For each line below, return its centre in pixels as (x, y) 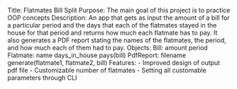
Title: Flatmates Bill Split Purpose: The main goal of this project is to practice (119, 10)
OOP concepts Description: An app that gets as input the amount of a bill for (118, 18)
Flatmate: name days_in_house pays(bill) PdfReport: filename (97, 55)
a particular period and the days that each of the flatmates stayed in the (112, 25)
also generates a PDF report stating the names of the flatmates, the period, (117, 40)
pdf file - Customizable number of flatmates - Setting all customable (107, 70)
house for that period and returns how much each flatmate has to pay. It (112, 32)
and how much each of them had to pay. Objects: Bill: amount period (108, 48)
